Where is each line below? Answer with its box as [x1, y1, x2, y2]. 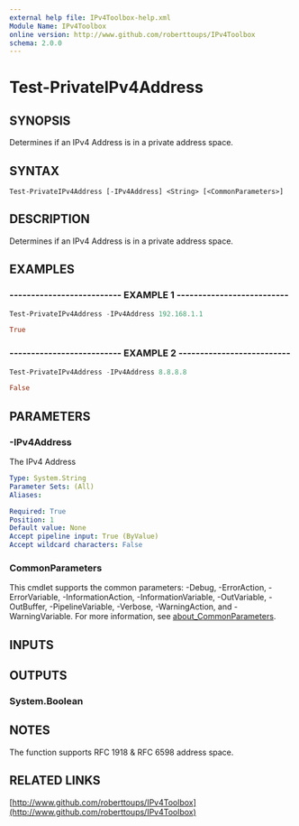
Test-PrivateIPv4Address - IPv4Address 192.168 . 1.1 [9, 309, 204, 319]
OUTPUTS [9, 668, 68, 683]
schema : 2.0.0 [9, 38, 63, 48]
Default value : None [9, 524, 87, 533]
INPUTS [9, 637, 54, 653]
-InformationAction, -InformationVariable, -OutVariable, [62, 592, 267, 603]
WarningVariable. [9, 611, 74, 622]
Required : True [9, 506, 67, 515]
